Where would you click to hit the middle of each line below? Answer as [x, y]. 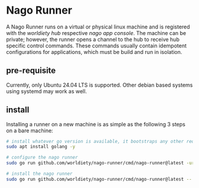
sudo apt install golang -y [41, 147]
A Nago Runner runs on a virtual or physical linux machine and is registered [98, 27]
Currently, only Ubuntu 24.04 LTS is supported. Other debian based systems [99, 85]
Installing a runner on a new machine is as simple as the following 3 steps [96, 124]
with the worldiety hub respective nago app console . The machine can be [96, 33]
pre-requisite [31, 71]
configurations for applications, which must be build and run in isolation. [94, 52]
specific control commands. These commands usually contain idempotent [96, 46]
